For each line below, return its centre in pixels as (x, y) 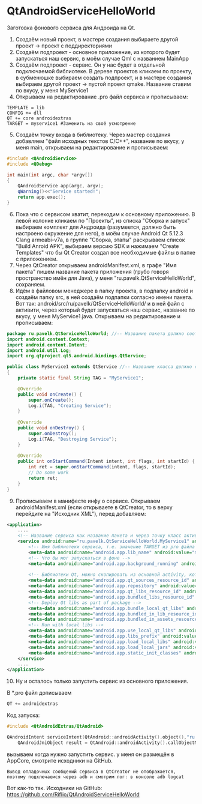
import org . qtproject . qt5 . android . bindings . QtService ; (77, 356)
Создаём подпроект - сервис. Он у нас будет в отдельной (90, 65)
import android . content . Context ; (49, 339)
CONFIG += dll (25, 113)
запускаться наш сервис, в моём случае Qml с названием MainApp (102, 58)
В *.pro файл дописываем (39, 693)
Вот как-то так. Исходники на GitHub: (55, 788)
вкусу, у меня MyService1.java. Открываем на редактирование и (98, 316)
